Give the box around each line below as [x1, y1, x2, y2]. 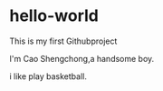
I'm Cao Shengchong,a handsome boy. [9, 53, 155, 64]
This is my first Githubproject [9, 35, 118, 46]
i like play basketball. [9, 70, 88, 82]
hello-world [9, 5, 100, 26]
